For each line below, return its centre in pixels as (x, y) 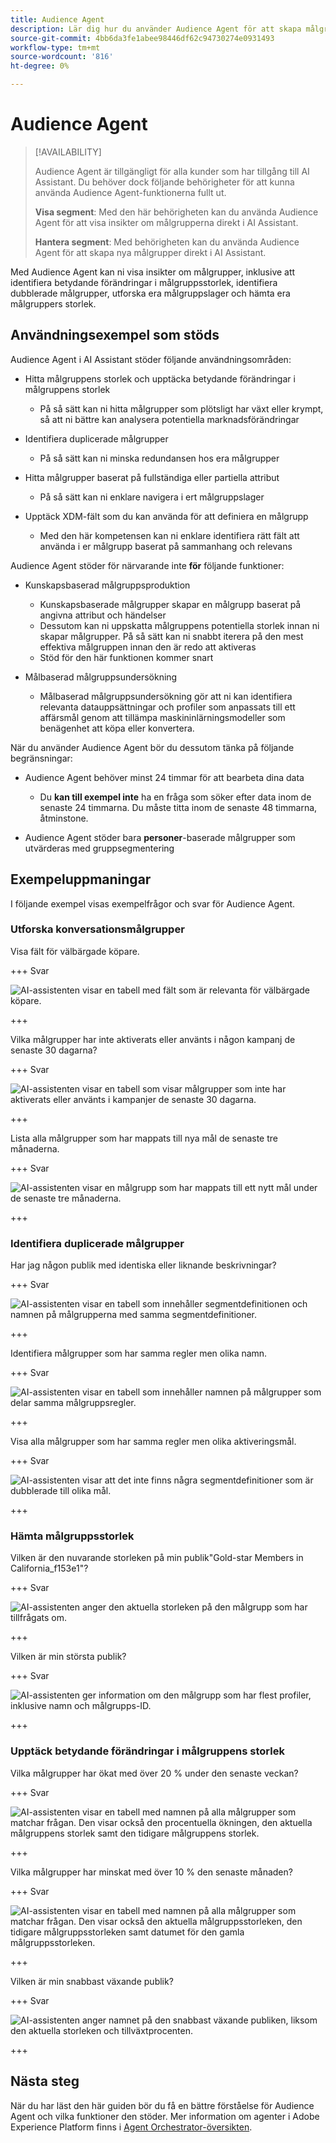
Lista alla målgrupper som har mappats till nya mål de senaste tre (144, 1138)
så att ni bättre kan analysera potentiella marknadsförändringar (169, 419)
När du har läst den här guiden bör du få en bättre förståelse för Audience (162, 2105)
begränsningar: (41, 758)
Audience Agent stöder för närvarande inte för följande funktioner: (147, 565)
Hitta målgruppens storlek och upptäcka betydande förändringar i (160, 378)
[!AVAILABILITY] (68, 152)
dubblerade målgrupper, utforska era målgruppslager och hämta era (150, 293)
